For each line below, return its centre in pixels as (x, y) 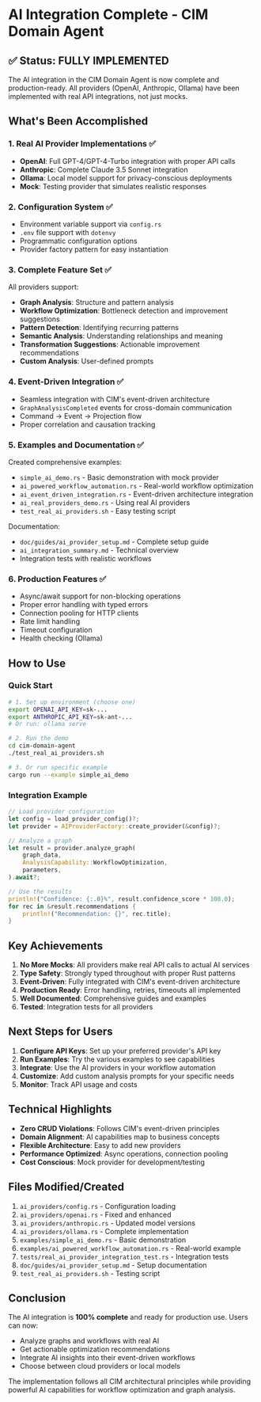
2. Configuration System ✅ (61, 207)
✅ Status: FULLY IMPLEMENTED (89, 61)
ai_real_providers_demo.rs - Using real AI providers (105, 502)
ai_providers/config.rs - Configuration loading (98, 1206)
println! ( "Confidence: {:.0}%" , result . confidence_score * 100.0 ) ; (122, 899)
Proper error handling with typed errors (84, 605)
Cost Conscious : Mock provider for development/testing (112, 1162)
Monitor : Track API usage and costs (78, 1084)
